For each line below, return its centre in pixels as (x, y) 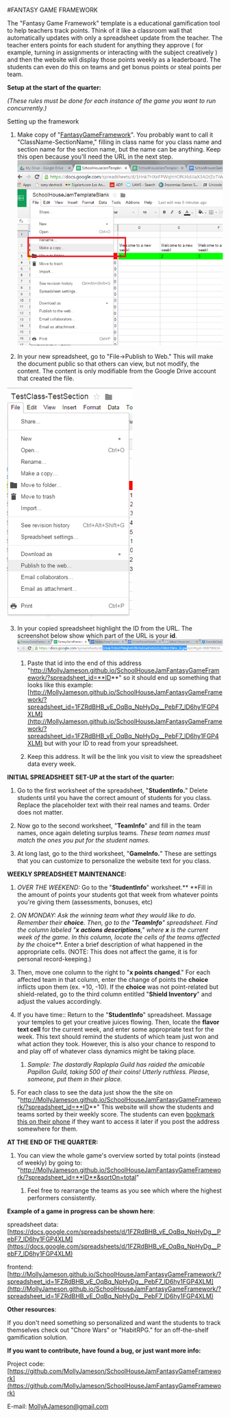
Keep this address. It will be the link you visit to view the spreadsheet (125, 757)
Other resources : (32, 1309)
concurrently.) (27, 108)
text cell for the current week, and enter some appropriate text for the (115, 1029)
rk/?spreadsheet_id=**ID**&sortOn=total (77, 1178)
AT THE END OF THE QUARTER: (53, 1143)
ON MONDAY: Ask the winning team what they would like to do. (106, 915)
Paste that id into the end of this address (84, 663)
